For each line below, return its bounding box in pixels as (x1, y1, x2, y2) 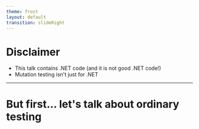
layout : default (6, 14, 46, 20)
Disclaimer (6, 45, 60, 59)
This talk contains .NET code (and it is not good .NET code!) (14, 64, 162, 72)
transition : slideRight (6, 20, 65, 25)
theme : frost (6, 8, 38, 15)
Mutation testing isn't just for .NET (14, 71, 99, 78)
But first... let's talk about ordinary (6, 97, 179, 111)
